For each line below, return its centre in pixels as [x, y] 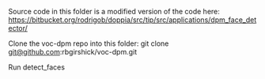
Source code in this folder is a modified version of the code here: [114, 11]
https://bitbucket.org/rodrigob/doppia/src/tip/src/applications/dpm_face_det [132, 20]
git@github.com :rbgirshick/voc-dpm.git [73, 52]
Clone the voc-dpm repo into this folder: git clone [89, 43]
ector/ [18, 28]
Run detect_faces [37, 67]
